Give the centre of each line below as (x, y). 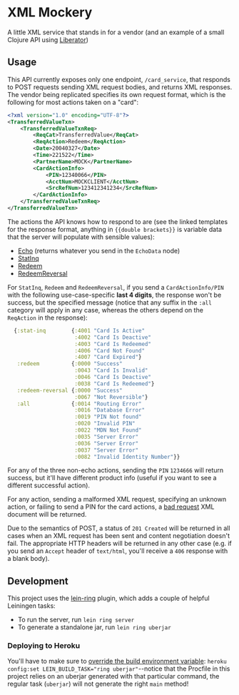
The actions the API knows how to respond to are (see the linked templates (118, 221)
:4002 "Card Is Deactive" (113, 337)
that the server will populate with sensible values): (81, 237)
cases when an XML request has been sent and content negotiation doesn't (119, 536)
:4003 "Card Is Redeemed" (113, 344)
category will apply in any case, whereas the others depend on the (105, 310)
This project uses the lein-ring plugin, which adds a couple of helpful (108, 598)
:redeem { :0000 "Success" (70, 364)
